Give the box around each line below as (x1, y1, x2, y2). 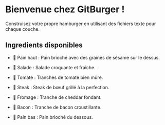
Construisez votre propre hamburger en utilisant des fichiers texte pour (5, 20, 156, 27)
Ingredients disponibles (5, 41, 83, 50)
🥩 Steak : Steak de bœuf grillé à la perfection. (12, 84, 109, 90)
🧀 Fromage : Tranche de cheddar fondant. (12, 94, 102, 100)
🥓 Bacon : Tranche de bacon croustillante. (12, 104, 102, 110)
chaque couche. (5, 26, 40, 32)
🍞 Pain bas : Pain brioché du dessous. (12, 114, 94, 120)
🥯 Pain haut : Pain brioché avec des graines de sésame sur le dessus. (12, 54, 160, 60)
